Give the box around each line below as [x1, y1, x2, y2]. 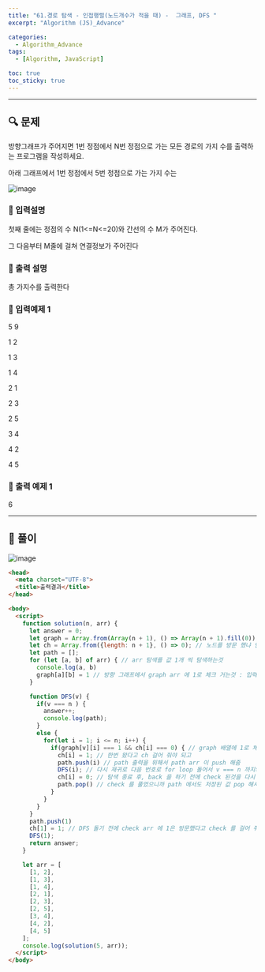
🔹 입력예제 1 [8, 304, 51, 315]
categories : [8, 33, 47, 41]
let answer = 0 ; [28, 627, 83, 635]
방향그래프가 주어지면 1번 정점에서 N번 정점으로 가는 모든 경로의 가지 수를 [8, 141, 233, 151]
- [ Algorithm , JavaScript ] [15, 55, 104, 63]
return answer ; [28, 839, 80, 847]
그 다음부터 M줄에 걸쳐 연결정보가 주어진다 [8, 241, 140, 250]
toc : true [8, 69, 41, 77]
